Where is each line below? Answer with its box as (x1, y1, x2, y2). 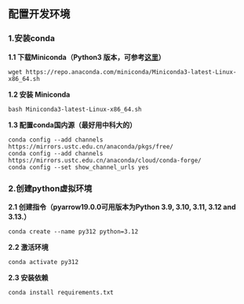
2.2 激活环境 (8, 242, 49, 251)
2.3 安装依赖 (8, 273, 49, 282)
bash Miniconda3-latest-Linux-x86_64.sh (8, 105, 143, 113)
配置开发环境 (8, 7, 71, 21)
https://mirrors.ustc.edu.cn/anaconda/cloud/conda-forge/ (8, 156, 202, 164)
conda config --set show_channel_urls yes (8, 163, 149, 171)
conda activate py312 (8, 258, 79, 266)
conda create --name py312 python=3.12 (8, 227, 139, 236)
